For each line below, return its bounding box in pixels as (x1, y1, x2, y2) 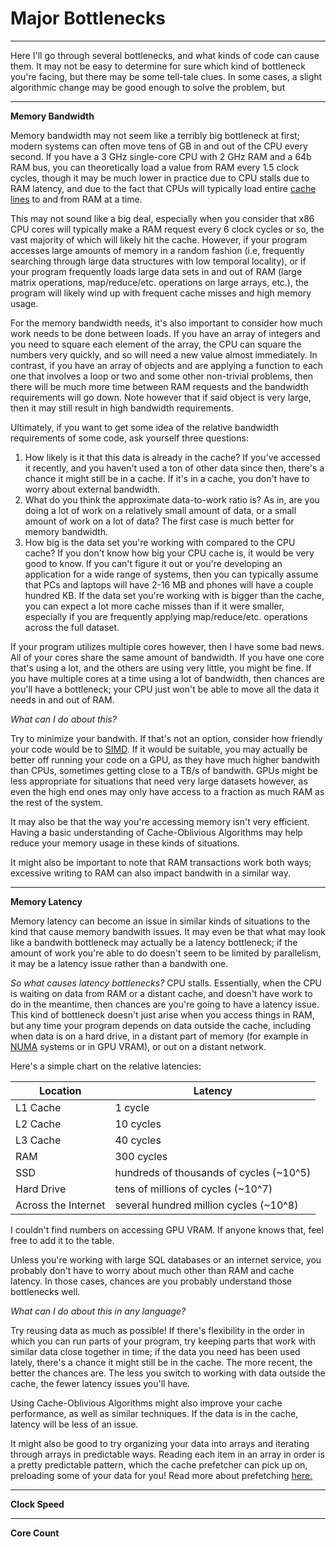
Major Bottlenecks (10, 7, 166, 30)
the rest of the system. (10, 796, 104, 808)
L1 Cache (15, 1100, 62, 1114)
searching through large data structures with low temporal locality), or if (10, 255, 307, 267)
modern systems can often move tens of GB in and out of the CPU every (10, 140, 308, 152)
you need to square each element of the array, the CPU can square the (10, 338, 302, 350)
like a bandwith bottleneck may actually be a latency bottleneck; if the (10, 936, 298, 948)
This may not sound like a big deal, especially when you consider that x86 (10, 212, 315, 224)
